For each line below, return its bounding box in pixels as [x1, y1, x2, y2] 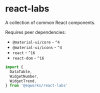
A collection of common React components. [5, 19, 96, 25]
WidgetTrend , [9, 78, 37, 83]
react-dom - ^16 [12, 54, 44, 60]
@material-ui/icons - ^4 [12, 44, 62, 50]
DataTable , [9, 69, 32, 74]
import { [5, 64, 23, 69]
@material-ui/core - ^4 [12, 38, 60, 45]
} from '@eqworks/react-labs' [5, 83, 68, 88]
